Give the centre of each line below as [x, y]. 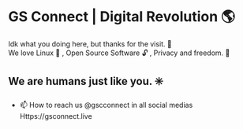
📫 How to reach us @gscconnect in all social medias [106, 105]
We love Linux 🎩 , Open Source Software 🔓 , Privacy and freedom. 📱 [119, 53]
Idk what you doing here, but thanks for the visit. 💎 [90, 44]
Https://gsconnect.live [56, 116]
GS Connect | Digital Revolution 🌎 [121, 17]
